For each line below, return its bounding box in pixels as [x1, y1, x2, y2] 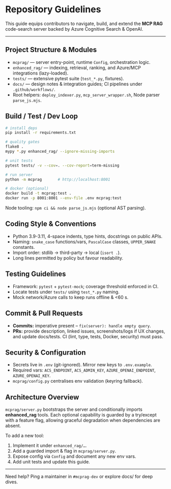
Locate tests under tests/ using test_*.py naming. [12, 289, 120, 295]
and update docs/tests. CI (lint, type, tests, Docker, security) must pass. [12, 333, 163, 339]
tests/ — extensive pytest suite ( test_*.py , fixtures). [12, 75, 124, 81]
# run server [5, 172, 33, 177]
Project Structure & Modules [5, 45, 97, 54]
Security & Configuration [5, 348, 86, 357]
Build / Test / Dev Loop [5, 112, 78, 121]
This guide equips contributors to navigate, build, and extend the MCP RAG [5, 20, 163, 27]
